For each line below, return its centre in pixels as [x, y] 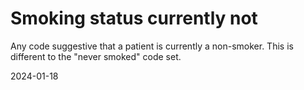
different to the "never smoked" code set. [96, 56]
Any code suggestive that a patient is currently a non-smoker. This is [152, 46]
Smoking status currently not [134, 18]
